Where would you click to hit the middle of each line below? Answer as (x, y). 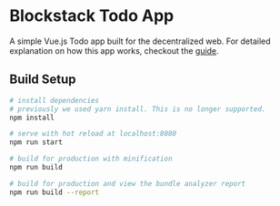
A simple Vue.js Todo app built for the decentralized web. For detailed (140, 41)
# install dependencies (55, 100)
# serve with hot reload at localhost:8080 (93, 134)
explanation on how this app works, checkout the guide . (115, 50)
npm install (32, 118)
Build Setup (43, 80)
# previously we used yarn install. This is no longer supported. (138, 109)
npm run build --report (55, 192)
